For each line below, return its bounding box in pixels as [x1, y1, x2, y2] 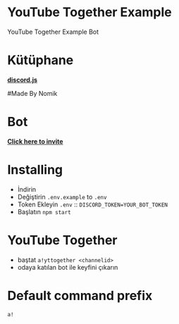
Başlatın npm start [17, 207, 72, 216]
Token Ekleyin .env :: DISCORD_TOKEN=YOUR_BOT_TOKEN [17, 200, 168, 208]
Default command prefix [7, 287, 153, 304]
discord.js [7, 75, 37, 84]
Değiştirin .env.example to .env [17, 192, 107, 201]
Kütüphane [7, 52, 74, 68]
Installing [7, 162, 63, 177]
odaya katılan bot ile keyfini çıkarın [17, 263, 118, 271]
